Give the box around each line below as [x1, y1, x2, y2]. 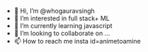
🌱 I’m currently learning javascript [13, 22, 113, 30]
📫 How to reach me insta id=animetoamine [13, 37, 141, 45]
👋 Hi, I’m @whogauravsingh [13, 7, 96, 15]
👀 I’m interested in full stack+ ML [13, 14, 110, 22]
